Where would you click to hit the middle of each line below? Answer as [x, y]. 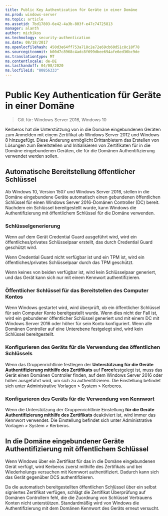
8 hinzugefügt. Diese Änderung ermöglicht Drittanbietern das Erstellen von [82, 140]
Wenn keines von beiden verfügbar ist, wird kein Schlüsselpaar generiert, [81, 272]
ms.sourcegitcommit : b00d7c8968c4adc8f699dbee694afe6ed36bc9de [72, 52]
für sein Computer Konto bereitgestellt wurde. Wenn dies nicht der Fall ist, [81, 313]
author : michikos [23, 33]
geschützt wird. [21, 247]
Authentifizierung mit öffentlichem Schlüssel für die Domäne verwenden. [80, 213]
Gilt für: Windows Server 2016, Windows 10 [62, 119]
